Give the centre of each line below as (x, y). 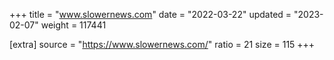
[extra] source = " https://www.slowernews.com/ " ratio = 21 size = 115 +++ (162, 44)
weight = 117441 (73, 25)
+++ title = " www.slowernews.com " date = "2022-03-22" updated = (150, 14)
